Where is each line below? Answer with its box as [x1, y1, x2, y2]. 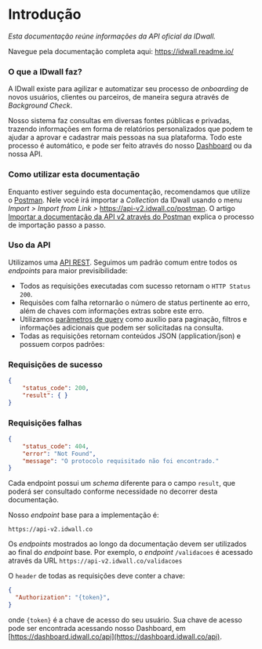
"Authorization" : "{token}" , [15, 594, 111, 602]
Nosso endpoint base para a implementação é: [8, 510, 159, 520]
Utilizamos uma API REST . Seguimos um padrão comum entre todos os [8, 257, 238, 267]
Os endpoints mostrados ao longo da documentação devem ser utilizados [8, 539, 247, 549]
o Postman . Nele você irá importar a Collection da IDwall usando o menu [8, 195, 242, 205]
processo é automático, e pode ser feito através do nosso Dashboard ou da [8, 141, 253, 151]
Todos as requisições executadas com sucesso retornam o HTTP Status [19, 281, 251, 290]
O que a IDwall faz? [8, 66, 82, 77]
